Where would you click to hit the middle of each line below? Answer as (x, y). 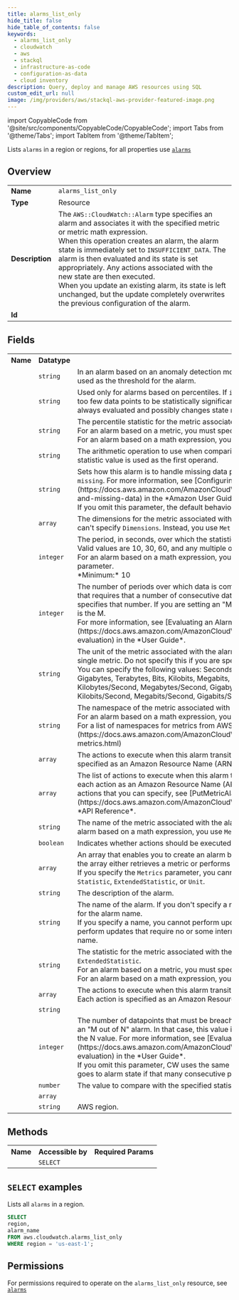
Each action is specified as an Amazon (142, 999)
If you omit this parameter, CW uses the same (153, 1065)
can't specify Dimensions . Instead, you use (148, 527)
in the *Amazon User (179, 498)
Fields (21, 340)
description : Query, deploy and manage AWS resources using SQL (105, 87)
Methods (28, 1132)
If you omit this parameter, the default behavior (156, 507)
